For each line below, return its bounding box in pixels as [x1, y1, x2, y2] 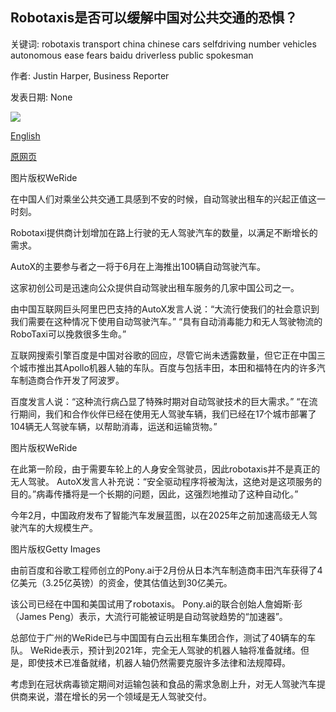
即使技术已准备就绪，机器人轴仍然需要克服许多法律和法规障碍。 [27, 656, 291, 668]
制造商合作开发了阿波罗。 [18, 374, 125, 386]
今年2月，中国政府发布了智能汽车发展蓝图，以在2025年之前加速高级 [10, 509, 292, 521]
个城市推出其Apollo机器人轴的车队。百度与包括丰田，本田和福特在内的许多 [10, 361, 317, 373]
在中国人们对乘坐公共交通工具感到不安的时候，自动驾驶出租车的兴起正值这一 [10, 193, 326, 205]
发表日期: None [10, 91, 73, 103]
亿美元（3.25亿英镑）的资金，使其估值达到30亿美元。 [10, 576, 233, 588]
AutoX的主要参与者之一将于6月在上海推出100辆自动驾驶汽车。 [10, 260, 266, 272]
